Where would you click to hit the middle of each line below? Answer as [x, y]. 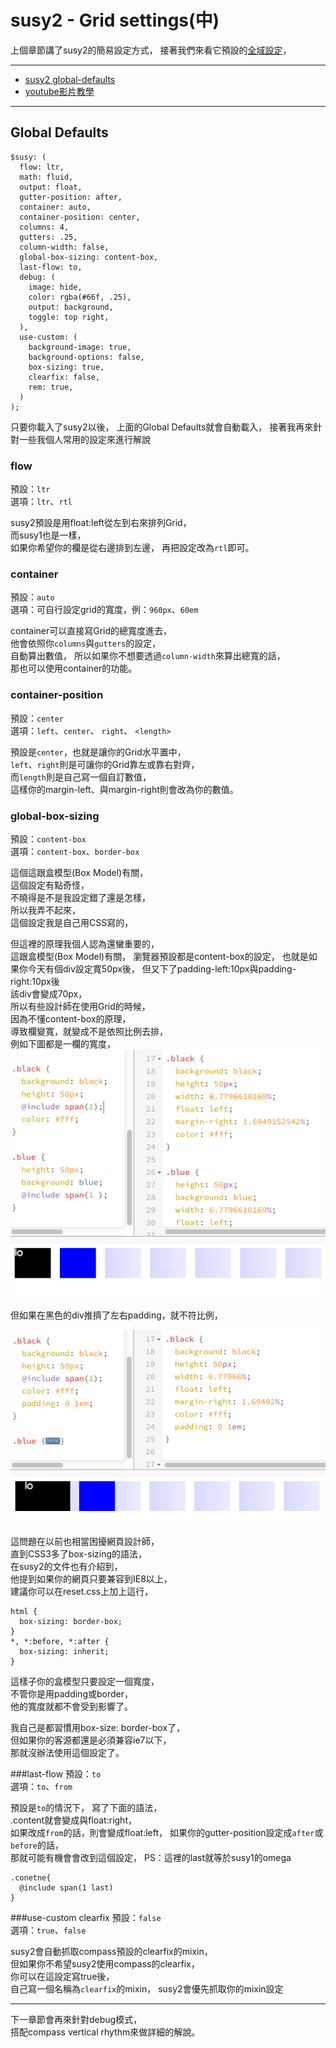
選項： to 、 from [41, 1787]
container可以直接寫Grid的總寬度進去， [91, 631]
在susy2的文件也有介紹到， [66, 1567]
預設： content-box [48, 838]
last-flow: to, [51, 267]
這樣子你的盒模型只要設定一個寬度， [85, 1682]
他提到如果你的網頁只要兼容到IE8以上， [91, 1579]
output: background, [71, 307]
